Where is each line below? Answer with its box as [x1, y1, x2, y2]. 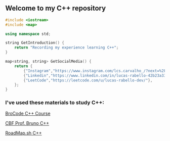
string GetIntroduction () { [5, 40, 65, 45]
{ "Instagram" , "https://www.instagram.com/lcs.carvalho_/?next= [23, 68, 159, 73]
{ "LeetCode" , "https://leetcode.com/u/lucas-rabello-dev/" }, [23, 78, 153, 83]
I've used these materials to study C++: [5, 99, 105, 106]
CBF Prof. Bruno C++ [5, 120, 50, 126]
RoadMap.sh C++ [5, 130, 42, 136]
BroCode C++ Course [5, 111, 51, 117]
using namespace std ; [5, 31, 51, 36]
